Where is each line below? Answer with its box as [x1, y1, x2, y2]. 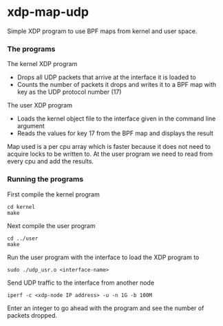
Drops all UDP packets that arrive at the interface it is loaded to [17, 73, 196, 81]
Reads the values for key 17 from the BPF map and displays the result [17, 129, 213, 138]
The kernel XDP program [7, 60, 78, 68]
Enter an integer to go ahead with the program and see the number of [7, 304, 204, 312]
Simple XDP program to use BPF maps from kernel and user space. [7, 27, 198, 35]
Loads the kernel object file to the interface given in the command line [17, 114, 216, 123]
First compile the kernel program [7, 190, 100, 198]
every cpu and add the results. [7, 157, 94, 165]
